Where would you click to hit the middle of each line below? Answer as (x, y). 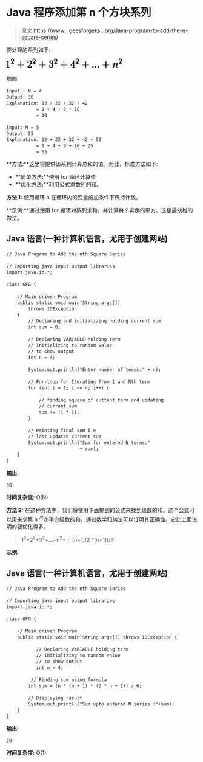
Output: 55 (20, 133)
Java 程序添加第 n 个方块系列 (79, 12)
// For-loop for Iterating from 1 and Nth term (89, 382)
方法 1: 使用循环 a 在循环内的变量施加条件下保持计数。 (74, 197)
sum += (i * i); (59, 412)
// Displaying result (55, 698)
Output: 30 (20, 97)
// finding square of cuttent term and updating (101, 400)
